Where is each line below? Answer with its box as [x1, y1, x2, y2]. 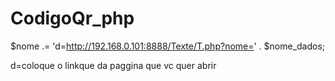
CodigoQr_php [10, 7, 135, 30]
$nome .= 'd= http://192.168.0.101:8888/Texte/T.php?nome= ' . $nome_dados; [10, 40, 326, 52]
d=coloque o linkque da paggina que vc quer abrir [10, 59, 217, 71]
